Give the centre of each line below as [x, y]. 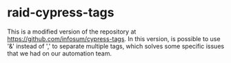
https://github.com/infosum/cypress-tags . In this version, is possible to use [114, 38]
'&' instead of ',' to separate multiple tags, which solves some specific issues [116, 46]
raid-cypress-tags [61, 13]
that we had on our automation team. [60, 53]
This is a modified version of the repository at [72, 32]
